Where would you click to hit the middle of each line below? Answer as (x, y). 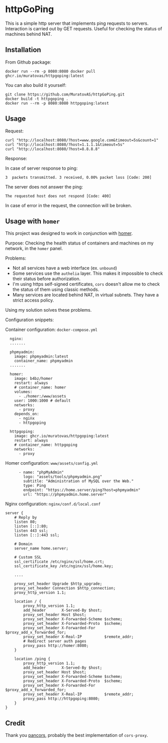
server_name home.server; (41, 549)
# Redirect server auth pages (55, 641)
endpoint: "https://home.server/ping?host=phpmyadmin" (82, 490)
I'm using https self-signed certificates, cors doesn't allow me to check (86, 284)
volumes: (23, 392)
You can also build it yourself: (36, 85)
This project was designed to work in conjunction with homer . (69, 233)
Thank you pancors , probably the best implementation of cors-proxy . (77, 735)
